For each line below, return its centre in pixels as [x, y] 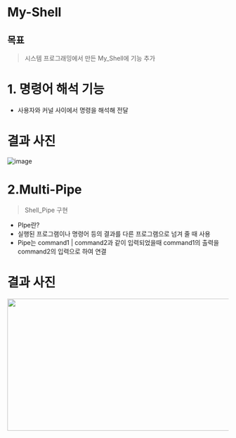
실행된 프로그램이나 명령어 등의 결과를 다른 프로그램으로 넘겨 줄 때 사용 [114, 234]
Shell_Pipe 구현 [46, 210]
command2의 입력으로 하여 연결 [62, 251]
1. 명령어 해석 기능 [56, 89]
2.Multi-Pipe [45, 190]
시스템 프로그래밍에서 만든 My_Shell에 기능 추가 [90, 58]
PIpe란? [28, 225]
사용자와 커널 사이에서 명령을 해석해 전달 [73, 110]
